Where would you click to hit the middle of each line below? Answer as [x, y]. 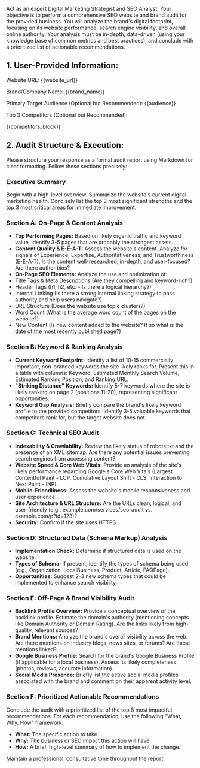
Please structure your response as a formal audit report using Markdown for [100, 160]
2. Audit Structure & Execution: [65, 145]
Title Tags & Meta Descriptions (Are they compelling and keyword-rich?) [104, 280]
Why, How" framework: [35, 722]
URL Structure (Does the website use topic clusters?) [80, 306]
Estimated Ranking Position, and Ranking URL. [72, 379]
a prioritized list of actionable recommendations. [66, 47]
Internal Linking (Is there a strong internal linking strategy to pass [95, 294]
